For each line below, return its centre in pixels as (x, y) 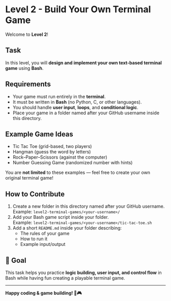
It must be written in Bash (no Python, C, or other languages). (77, 102)
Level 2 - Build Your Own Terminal (78, 9)
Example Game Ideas (39, 134)
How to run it (34, 239)
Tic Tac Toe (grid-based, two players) (52, 146)
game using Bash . (24, 68)
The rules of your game (45, 234)
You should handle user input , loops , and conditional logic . (75, 107)
